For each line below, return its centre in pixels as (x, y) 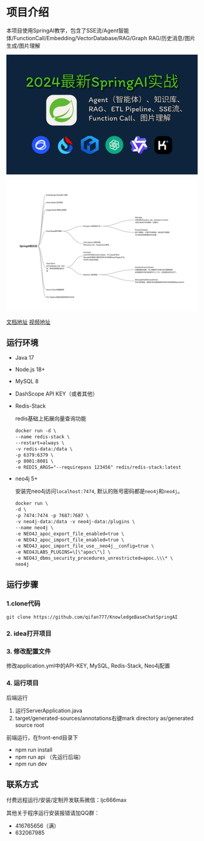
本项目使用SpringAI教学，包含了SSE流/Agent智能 (68, 30)
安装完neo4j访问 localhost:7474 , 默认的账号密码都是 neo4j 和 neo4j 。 (99, 491)
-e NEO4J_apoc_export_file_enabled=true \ (70, 534)
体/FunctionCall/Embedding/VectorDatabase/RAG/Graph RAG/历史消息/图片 (101, 38)
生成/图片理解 (23, 46)
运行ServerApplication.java (49, 710)
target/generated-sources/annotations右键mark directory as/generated (104, 718)
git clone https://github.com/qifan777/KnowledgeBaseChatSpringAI (92, 617)
